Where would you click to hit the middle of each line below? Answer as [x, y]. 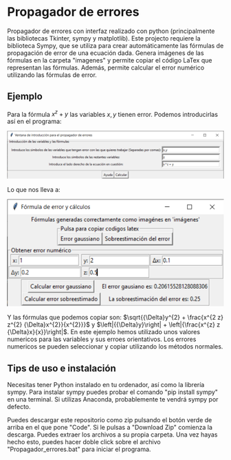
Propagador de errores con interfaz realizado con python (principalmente [111, 31]
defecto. [19, 407]
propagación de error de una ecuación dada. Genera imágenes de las [106, 53]
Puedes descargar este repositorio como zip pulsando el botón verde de [110, 420]
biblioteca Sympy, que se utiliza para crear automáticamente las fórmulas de [115, 45]
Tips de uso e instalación [62, 368]
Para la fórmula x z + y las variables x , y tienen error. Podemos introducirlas [113, 113]
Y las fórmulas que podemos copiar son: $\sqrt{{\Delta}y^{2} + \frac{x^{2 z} [115, 318]
